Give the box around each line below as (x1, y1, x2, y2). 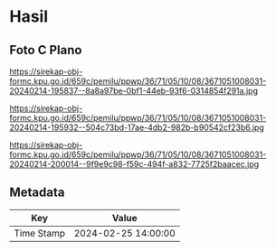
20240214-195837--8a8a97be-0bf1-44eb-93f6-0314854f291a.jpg (9, 86, 259, 96)
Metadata (9, 185, 65, 200)
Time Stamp (14, 227, 66, 239)
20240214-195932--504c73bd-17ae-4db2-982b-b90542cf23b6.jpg (9, 122, 265, 133)
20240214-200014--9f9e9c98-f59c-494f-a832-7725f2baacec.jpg (9, 159, 260, 169)
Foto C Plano (9, 42, 82, 58)
